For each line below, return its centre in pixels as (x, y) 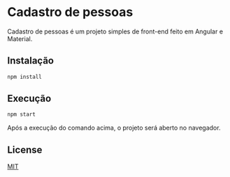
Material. (20, 38)
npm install (24, 77)
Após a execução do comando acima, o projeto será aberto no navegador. (114, 128)
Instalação (31, 61)
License (25, 149)
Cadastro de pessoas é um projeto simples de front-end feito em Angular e (115, 31)
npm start (22, 115)
